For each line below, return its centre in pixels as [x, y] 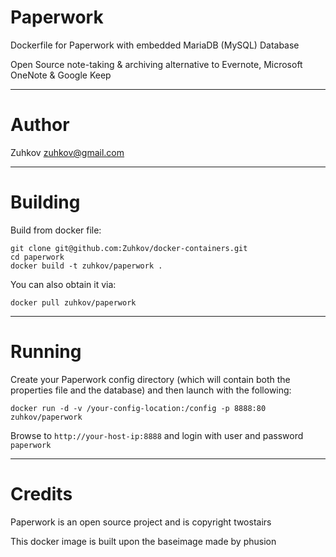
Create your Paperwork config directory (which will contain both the [150, 379]
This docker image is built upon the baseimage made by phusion [143, 541]
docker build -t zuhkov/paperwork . [86, 266]
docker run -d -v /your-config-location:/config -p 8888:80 [138, 408]
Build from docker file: [56, 230]
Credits [41, 493]
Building [45, 202]
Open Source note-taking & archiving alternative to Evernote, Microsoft [156, 64]
